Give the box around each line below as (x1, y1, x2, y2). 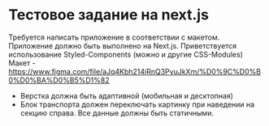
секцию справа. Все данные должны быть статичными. (20, 107, 214, 118)
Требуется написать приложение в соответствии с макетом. (8, 32, 220, 42)
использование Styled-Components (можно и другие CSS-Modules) (8, 49, 244, 59)
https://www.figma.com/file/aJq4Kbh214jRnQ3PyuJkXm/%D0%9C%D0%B (8, 66, 262, 76)
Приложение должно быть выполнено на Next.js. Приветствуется (8, 40, 237, 50)
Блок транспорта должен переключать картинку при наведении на (20, 99, 255, 109)
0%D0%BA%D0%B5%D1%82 (8, 75, 110, 85)
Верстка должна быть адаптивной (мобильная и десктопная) (20, 90, 234, 100)
